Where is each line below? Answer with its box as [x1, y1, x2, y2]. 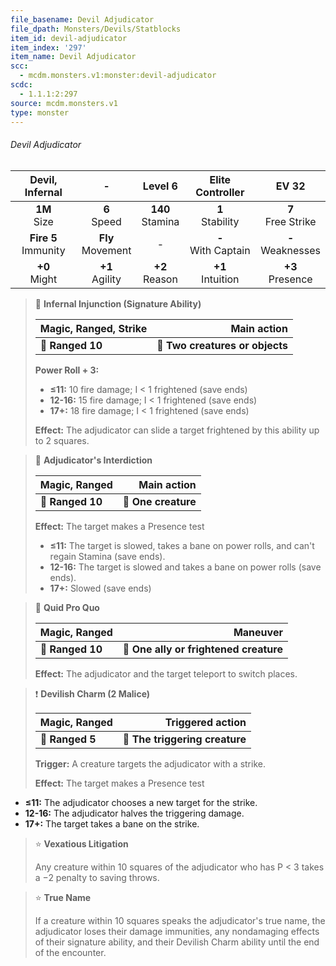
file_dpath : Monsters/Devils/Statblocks [10, 24, 182, 34]
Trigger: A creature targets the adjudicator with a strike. [34, 757, 266, 770]
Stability [201, 214, 240, 228]
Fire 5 [29, 231, 58, 245]
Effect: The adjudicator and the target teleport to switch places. [34, 667, 298, 680]
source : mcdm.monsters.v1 [10, 98, 118, 108]
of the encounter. [34, 946, 107, 958]
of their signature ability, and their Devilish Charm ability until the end [34, 936, 320, 948]
